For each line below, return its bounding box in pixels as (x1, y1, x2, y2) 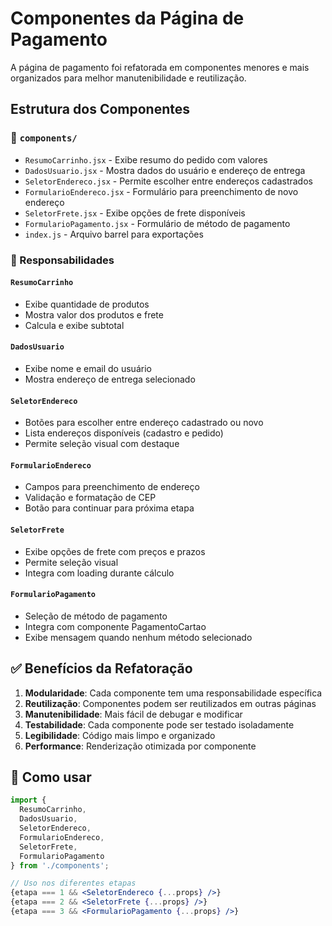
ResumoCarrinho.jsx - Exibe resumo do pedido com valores (24, 153, 268, 166)
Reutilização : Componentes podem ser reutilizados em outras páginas (24, 697, 317, 709)
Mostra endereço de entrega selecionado (24, 373, 196, 385)
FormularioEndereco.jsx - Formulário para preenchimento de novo (24, 185, 299, 197)
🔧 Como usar (10, 768, 92, 786)
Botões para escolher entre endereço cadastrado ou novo (24, 417, 264, 429)
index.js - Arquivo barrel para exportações (24, 228, 204, 240)
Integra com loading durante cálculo (24, 567, 175, 579)
